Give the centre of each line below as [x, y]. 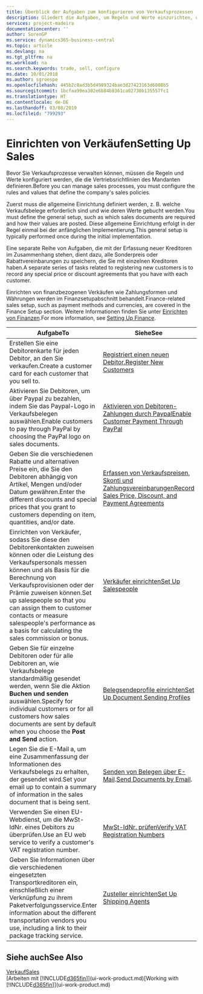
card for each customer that [49, 374]
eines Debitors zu [49, 827]
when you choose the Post [47, 732]
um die [52, 820]
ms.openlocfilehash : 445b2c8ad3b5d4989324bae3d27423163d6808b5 [88, 86]
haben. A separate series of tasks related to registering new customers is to [100, 268]
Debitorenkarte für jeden [44, 351]
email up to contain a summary [53, 787]
